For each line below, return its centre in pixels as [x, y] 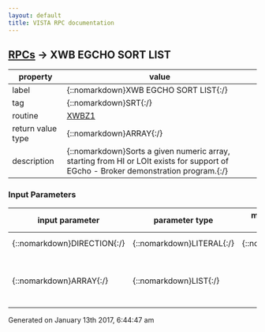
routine [25, 116]
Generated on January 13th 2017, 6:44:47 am [81, 319]
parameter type [183, 220]
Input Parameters [42, 195]
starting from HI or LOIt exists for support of [147, 161]
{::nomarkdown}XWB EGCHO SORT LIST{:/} [147, 90]
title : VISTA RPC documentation [61, 23]
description [33, 161]
